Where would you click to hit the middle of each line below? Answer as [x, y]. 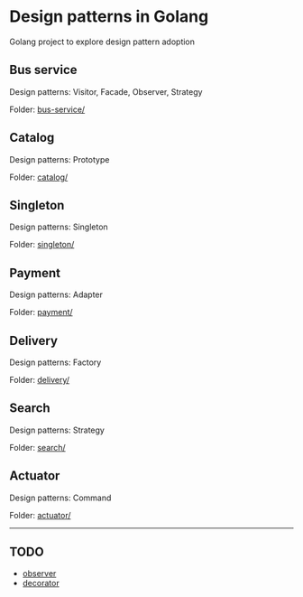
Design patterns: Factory [55, 362]
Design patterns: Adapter [56, 294]
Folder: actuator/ [40, 515]
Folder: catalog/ [39, 177]
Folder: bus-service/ [47, 109]
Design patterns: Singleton [59, 227]
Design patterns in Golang [109, 17]
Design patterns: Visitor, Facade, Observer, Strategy [106, 91]
